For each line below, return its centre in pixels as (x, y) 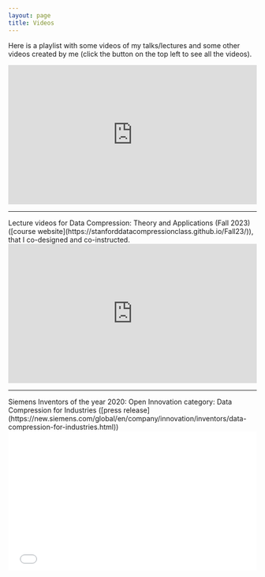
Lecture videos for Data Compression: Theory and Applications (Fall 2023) (129, 223)
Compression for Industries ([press (65, 410)
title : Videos (32, 23)
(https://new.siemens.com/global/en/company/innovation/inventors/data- (127, 418)
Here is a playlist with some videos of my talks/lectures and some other (124, 45)
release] (136, 410)
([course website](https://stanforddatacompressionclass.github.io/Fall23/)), (131, 231)
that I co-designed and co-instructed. (69, 239)
